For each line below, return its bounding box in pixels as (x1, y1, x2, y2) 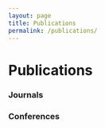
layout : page (8, 11, 52, 20)
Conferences (8, 111, 60, 122)
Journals (8, 90, 44, 101)
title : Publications (8, 19, 77, 27)
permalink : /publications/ (8, 26, 98, 34)
